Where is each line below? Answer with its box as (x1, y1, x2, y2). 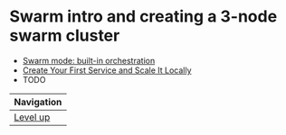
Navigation (14, 95, 62, 108)
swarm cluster (9, 25, 120, 46)
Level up (14, 111, 51, 123)
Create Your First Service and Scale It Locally (22, 65, 192, 76)
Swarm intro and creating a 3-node (9, 6, 278, 27)
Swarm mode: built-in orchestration (22, 55, 156, 66)
